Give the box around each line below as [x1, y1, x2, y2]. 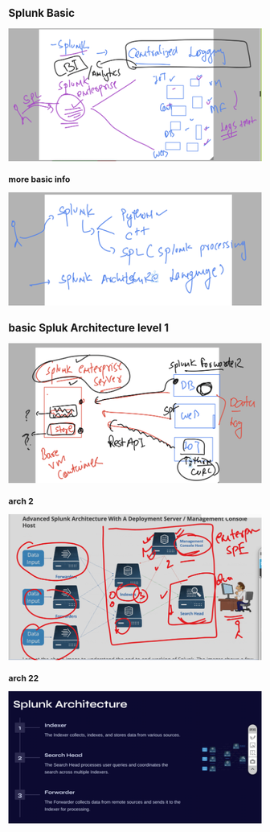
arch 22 [8, 672, 39, 683]
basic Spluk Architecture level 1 [8, 321, 170, 335]
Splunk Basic [8, 6, 75, 20]
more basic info [8, 174, 71, 185]
